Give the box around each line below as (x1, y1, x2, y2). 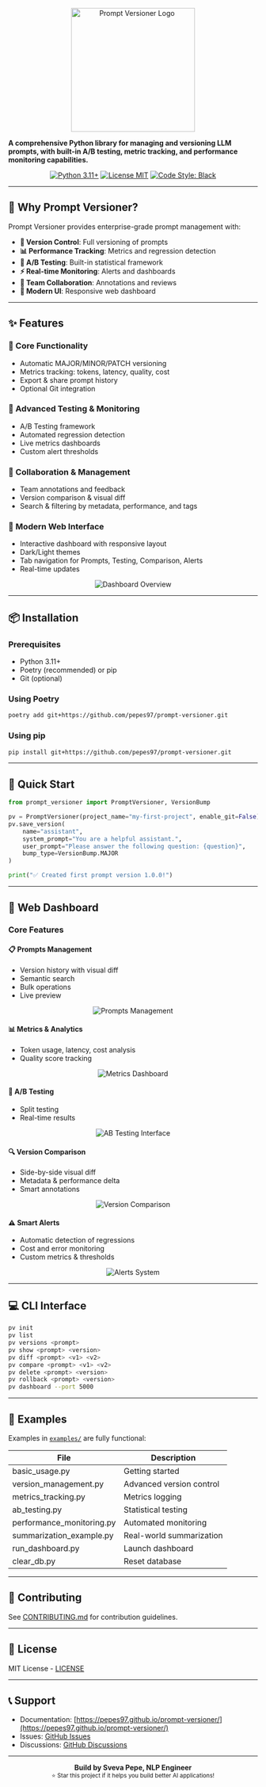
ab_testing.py (12, 1504, 63, 1515)
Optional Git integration (19, 384, 96, 393)
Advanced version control (123, 1478, 220, 1489)
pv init (8, 1324, 34, 1332)
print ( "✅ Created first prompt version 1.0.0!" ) (8, 872, 173, 880)
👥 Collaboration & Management (8, 466, 131, 477)
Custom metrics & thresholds (19, 1252, 115, 1262)
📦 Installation (8, 611, 79, 624)
